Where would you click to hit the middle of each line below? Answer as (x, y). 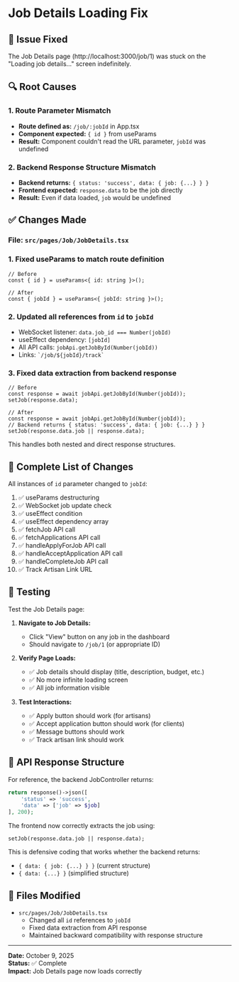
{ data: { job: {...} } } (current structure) (84, 866)
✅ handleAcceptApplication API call (70, 553)
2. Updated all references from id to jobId (81, 316)
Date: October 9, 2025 (41, 955)
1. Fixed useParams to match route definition (86, 259)
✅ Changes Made (48, 220)
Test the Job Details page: (46, 609)
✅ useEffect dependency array (63, 522)
